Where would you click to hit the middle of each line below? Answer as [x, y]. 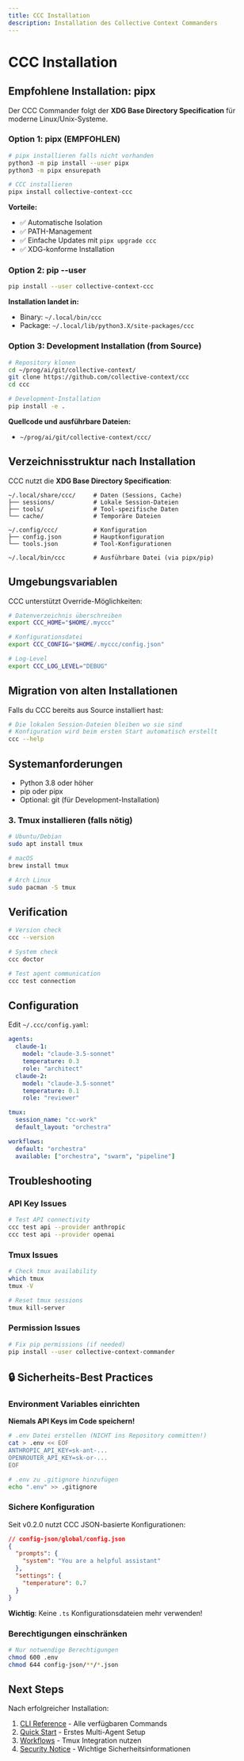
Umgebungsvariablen [63, 582]
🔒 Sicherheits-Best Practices [81, 1377]
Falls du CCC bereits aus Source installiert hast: [86, 710]
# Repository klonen [42, 362]
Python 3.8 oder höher [56, 783]
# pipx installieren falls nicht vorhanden [81, 155]
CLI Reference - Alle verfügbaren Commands [93, 1724]
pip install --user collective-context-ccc [81, 287]
